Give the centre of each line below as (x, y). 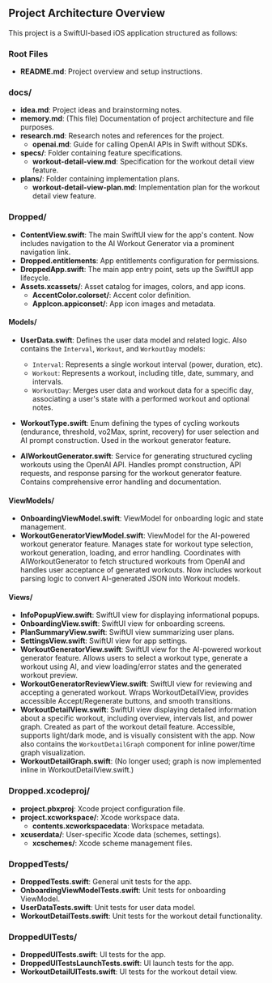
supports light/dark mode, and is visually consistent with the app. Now (138, 735)
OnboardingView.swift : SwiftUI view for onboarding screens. (123, 623)
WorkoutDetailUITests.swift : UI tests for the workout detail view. (129, 972)
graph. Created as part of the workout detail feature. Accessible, (127, 727)
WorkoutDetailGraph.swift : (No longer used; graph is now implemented (140, 761)
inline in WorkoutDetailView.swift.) (77, 770)
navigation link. (45, 252)
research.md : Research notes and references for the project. (122, 136)
